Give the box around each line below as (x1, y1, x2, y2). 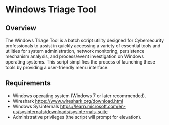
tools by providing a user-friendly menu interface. (5, 65, 109, 70)
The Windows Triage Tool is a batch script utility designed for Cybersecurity (5, 37, 164, 43)
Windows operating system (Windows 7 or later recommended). (12, 92, 146, 99)
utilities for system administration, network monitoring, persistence (5, 48, 145, 54)
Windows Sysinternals (12, 103, 59, 109)
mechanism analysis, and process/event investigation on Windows (5, 53, 144, 59)
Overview (5, 24, 37, 33)
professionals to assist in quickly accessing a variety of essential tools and (5, 43, 161, 49)
